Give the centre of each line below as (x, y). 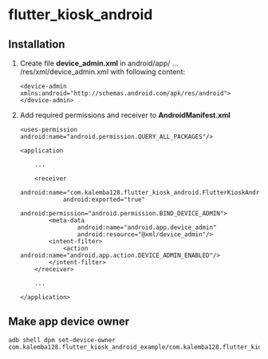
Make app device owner (69, 322)
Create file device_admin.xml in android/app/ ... (99, 63)
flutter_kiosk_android (81, 15)
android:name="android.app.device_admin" (147, 227)
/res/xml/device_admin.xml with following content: (102, 72)
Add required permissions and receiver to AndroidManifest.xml (125, 115)
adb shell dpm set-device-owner (62, 340)
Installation (37, 44)
